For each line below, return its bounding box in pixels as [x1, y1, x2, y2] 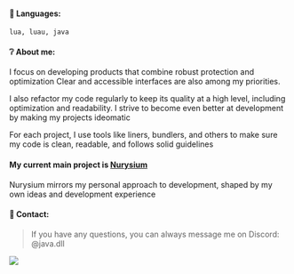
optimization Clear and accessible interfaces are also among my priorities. [9, 77, 281, 87]
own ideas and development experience [9, 189, 156, 199]
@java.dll [30, 238, 65, 249]
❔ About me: [9, 46, 56, 57]
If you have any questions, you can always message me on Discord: [30, 229, 280, 239]
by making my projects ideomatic [9, 112, 131, 123]
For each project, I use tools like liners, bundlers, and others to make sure [9, 130, 278, 141]
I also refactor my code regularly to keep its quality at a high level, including [9, 93, 286, 104]
